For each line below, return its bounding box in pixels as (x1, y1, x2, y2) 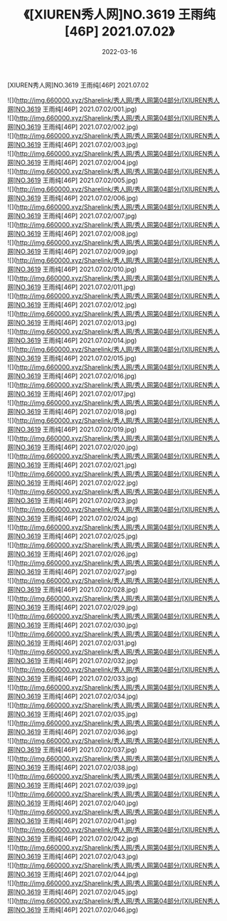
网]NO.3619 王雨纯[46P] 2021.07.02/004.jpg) (7, 158, 139, 167)
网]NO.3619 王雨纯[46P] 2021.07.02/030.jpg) (7, 621, 139, 629)
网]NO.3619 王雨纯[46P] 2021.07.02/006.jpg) (7, 194, 139, 202)
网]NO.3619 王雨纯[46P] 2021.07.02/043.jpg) (7, 852, 139, 861)
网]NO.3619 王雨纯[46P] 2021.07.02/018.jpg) (7, 407, 137, 416)
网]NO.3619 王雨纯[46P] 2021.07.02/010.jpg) (7, 265, 137, 273)
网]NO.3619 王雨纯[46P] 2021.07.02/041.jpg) (7, 816, 137, 825)
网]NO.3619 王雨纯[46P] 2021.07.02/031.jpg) (7, 638, 137, 647)
